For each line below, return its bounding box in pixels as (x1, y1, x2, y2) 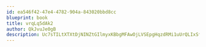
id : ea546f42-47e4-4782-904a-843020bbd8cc (6, 9, 116, 15)
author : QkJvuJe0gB (6, 26, 56, 32)
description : (6, 32, 40, 38)
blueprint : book (6, 15, 48, 21)
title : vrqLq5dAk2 (6, 20, 53, 26)
